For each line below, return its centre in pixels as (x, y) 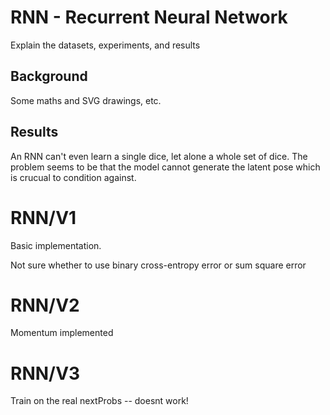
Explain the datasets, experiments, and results (105, 45)
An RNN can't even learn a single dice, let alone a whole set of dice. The (159, 156)
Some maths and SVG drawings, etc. (86, 100)
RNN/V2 (45, 305)
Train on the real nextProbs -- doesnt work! (99, 401)
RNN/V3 (45, 373)
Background (49, 76)
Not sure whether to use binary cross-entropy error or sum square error (158, 265)
